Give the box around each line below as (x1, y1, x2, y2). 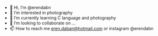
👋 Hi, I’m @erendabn (9, 5, 51, 10)
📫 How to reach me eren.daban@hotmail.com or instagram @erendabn (9, 26, 154, 31)
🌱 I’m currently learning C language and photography (9, 15, 116, 20)
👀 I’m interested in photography (9, 10, 73, 16)
